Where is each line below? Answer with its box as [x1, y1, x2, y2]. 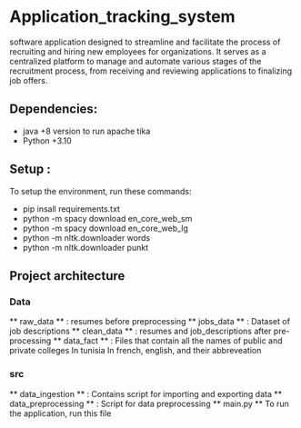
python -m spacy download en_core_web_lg [22, 223, 189, 234]
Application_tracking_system [9, 6, 236, 27]
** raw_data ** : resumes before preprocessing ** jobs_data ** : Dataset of [9, 316, 291, 327]
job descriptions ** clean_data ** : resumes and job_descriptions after [9, 325, 272, 337]
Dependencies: [9, 102, 98, 117]
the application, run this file [9, 407, 112, 419]
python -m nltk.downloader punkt [22, 242, 148, 253]
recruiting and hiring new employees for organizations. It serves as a [9, 45, 266, 56]
